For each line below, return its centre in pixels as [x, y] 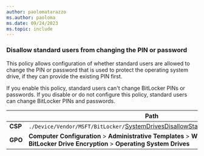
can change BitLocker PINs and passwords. [61, 101]
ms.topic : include [29, 29]
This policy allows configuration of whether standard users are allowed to [98, 63]
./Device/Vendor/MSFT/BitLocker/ [77, 126]
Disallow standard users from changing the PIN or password [97, 50]
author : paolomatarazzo [36, 12]
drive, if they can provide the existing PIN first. [64, 76]
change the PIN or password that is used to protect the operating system [97, 70]
